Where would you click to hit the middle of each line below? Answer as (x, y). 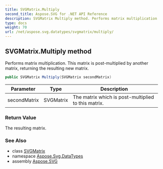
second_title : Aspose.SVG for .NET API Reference (56, 14)
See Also (16, 141)
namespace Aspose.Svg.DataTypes (48, 156)
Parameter (23, 89)
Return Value (21, 117)
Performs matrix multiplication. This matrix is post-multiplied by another (77, 63)
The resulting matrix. (26, 128)
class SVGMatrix (28, 151)
